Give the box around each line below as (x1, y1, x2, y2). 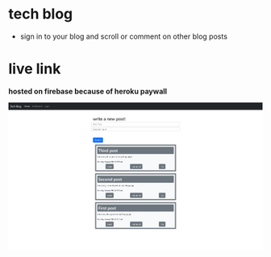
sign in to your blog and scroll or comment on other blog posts (19, 31, 228, 41)
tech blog (8, 5, 73, 23)
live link (8, 60, 61, 78)
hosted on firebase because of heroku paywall (8, 86, 168, 96)
